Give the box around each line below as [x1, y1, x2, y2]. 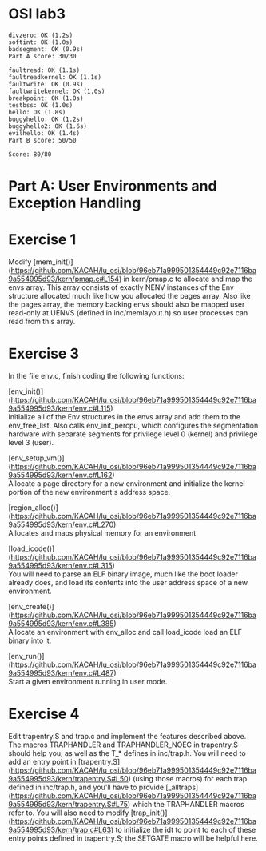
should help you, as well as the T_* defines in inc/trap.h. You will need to [8, 748, 246, 757]
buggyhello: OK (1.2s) [8, 115, 84, 123]
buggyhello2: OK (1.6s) [8, 122, 88, 130]
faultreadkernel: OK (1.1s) [8, 73, 102, 81]
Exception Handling [8, 194, 141, 212]
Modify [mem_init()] [8, 257, 73, 267]
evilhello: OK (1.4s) [8, 129, 81, 137]
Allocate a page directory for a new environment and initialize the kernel [8, 479, 245, 488]
